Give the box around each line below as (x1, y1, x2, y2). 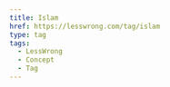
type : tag (9, 30, 47, 39)
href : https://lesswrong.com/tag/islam (9, 22, 161, 31)
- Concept (17, 55, 55, 64)
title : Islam (9, 13, 59, 23)
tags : (9, 38, 30, 48)
